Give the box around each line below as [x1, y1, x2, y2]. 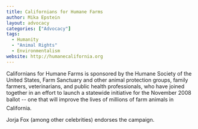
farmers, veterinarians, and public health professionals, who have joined [6, 82, 185, 90]
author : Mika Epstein [6, 14, 61, 20]
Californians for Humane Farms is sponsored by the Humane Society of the [6, 70, 192, 77]
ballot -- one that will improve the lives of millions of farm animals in [6, 95, 174, 103]
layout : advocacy [6, 20, 50, 26]
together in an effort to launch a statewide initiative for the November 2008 [6, 89, 192, 96]
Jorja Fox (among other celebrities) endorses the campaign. [6, 116, 155, 123]
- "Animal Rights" [11, 43, 58, 49]
